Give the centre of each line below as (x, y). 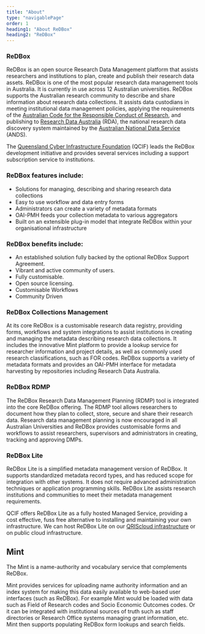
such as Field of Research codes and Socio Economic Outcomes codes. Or (101, 605)
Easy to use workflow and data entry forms (69, 202)
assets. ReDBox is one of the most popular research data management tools (102, 83)
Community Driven (39, 296)
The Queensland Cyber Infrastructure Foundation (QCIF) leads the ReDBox (100, 147)
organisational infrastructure (51, 228)
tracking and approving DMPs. (45, 440)
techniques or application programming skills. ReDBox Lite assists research (101, 488)
